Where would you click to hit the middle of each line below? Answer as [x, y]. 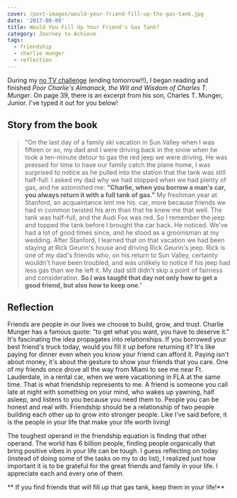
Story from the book [52, 125]
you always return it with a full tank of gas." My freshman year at [121, 195]
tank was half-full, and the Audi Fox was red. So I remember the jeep [125, 217]
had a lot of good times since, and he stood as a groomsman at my [122, 232]
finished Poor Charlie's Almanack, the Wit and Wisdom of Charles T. [107, 87]
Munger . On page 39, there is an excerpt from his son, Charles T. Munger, [115, 95]
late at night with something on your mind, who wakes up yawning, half [111, 392]
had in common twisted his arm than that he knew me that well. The [123, 210]
